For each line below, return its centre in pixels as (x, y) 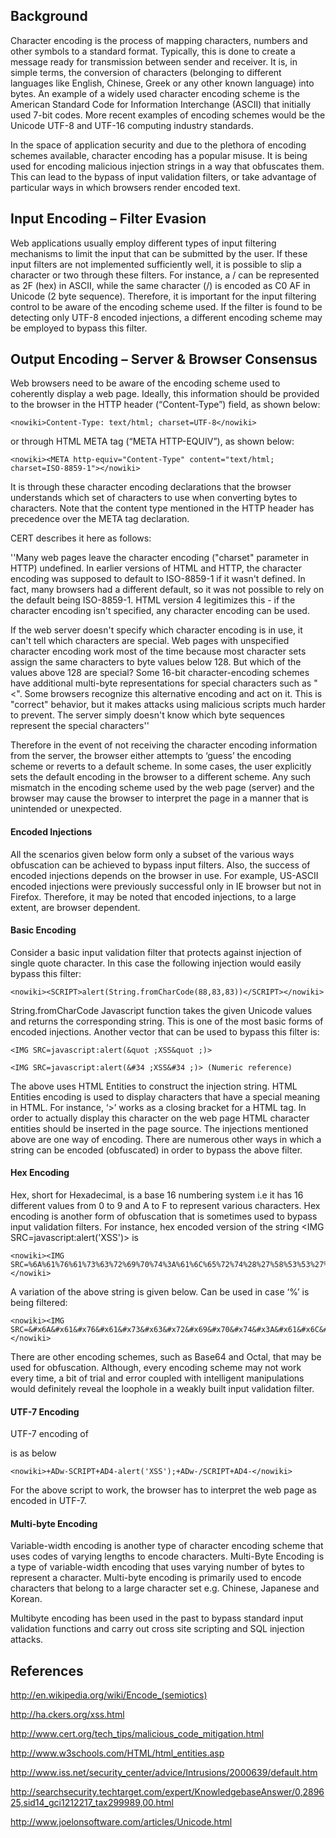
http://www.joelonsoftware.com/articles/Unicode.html (121, 1822)
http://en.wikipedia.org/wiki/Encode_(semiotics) (109, 1695)
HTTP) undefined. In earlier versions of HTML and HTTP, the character (156, 568)
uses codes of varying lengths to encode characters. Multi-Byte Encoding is (167, 1556)
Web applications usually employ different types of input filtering (143, 243)
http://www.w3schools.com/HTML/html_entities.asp (117, 1753)
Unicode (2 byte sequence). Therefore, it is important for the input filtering (163, 296)
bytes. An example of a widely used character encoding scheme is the (155, 93)
